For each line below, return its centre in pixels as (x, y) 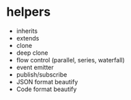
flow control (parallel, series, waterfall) (71, 60)
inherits (27, 31)
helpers (29, 12)
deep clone (32, 53)
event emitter (35, 67)
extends (28, 38)
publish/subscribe (42, 74)
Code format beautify (46, 89)
